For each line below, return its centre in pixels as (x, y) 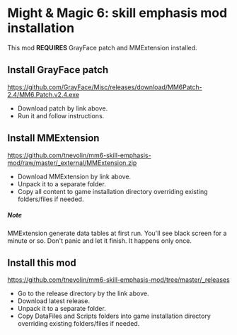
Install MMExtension (53, 138)
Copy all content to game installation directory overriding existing (112, 191)
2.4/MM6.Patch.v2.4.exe (44, 94)
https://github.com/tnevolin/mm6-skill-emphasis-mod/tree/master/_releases (118, 280)
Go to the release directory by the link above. (83, 294)
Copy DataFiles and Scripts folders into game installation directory (114, 316)
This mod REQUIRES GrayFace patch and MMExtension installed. (102, 47)
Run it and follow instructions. (61, 115)
